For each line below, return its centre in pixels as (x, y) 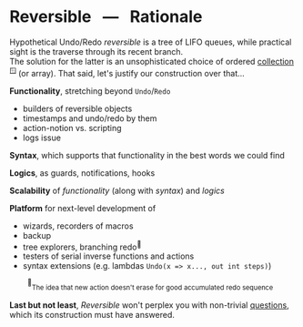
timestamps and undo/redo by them (90, 118)
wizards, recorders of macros (78, 226)
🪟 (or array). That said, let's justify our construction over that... (127, 72)
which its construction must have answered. (92, 314)
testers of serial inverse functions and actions (108, 256)
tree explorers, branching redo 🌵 (82, 246)
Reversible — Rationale (106, 17)
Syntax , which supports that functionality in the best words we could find (147, 155)
